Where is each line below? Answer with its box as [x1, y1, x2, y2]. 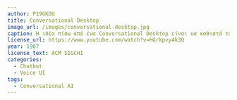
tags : [7, 75, 23, 83]
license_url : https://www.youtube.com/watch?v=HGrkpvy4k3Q [7, 37, 185, 44]
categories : [7, 56, 42, 63]
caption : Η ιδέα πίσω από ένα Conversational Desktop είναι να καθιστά [7, 30, 222, 37]
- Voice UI [13, 69, 46, 76]
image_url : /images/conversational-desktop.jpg [7, 23, 150, 30]
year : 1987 [7, 43, 39, 50]
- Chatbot [13, 63, 42, 70]
